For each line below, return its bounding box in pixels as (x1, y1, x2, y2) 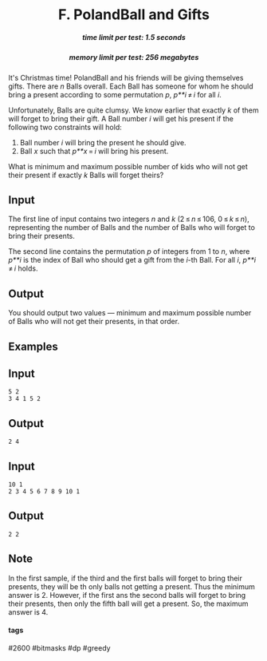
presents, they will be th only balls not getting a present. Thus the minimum (8, 581, 255, 592)
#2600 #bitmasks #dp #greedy (8, 643, 111, 652)
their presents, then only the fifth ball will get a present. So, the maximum (8, 599, 249, 608)
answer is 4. (8, 607, 49, 616)
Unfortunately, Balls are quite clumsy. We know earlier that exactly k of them (8, 105, 259, 115)
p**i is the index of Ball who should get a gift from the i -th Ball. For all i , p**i (8, 255, 257, 265)
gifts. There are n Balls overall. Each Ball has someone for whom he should (8, 81, 253, 91)
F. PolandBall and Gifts (58, 6, 210, 24)
